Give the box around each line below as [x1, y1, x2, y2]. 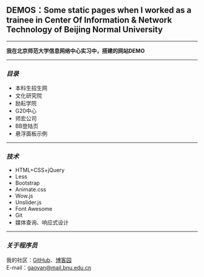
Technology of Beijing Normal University [6, 24, 163, 35]
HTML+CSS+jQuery [15, 166, 65, 174]
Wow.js [15, 193, 33, 200]
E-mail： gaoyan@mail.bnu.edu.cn [6, 264, 92, 271]
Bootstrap [15, 179, 40, 186]
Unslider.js [15, 199, 42, 206]
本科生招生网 [15, 84, 47, 92]
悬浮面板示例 [15, 130, 47, 137]
